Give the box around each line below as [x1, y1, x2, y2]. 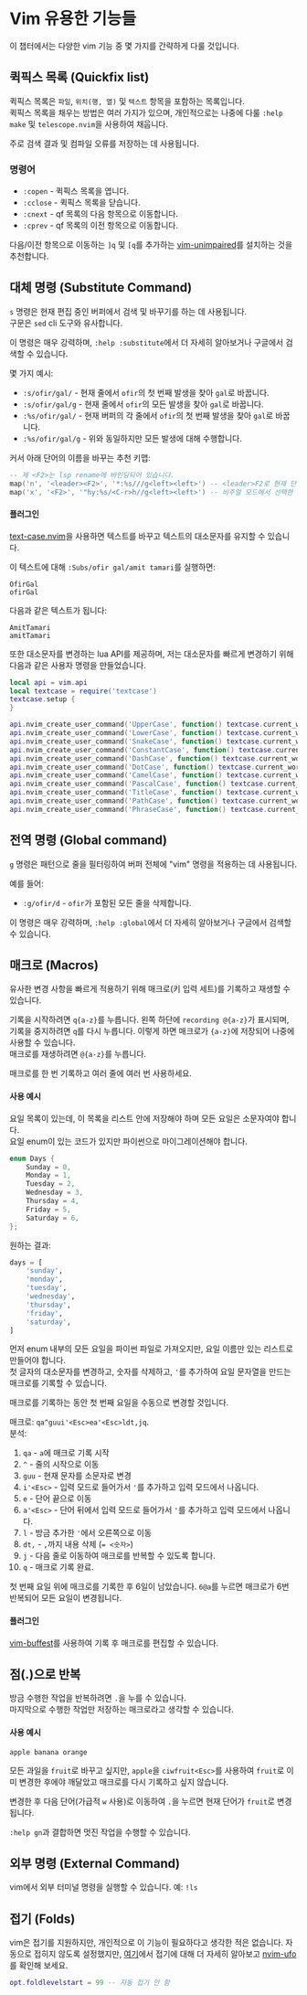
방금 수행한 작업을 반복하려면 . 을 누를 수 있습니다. [9, 1692, 187, 1703]
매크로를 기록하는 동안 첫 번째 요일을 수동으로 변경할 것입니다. [9, 1397, 229, 1408]
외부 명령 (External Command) [9, 1856, 181, 1871]
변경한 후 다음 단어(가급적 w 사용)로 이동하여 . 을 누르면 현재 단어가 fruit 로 [9, 1796, 276, 1807]
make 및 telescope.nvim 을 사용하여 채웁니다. [9, 118, 169, 129]
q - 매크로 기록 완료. [22, 1562, 94, 1573]
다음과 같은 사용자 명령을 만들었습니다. [9, 659, 146, 670]
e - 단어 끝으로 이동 [22, 1493, 92, 1504]
